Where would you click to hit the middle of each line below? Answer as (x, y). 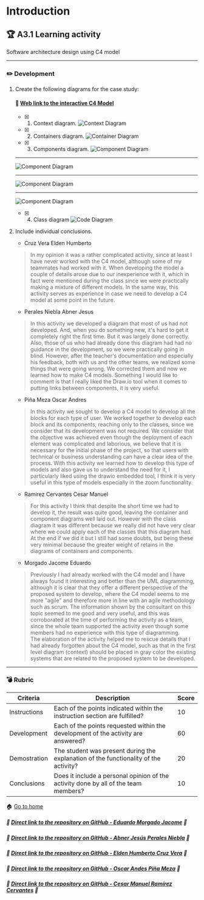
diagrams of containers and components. (82, 551)
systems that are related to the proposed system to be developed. (113, 658)
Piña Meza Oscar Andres (55, 399)
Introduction (38, 11)
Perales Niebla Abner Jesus (59, 311)
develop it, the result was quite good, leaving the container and (109, 512)
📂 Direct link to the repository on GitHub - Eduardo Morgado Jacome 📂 (97, 822)
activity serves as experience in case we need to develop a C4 (109, 293)
